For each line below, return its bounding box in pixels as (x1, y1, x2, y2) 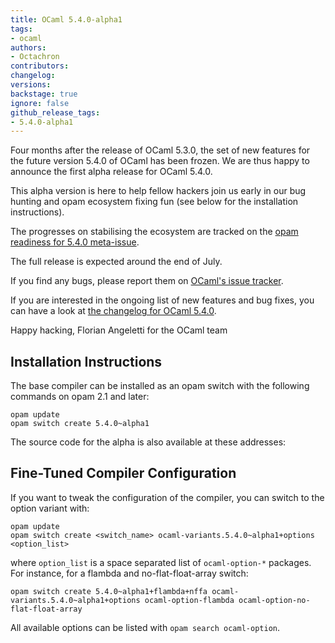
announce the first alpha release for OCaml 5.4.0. (10, 166, 213, 178)
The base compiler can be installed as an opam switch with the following (10, 380, 310, 392)
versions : (10, 80, 52, 90)
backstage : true (10, 89, 78, 99)
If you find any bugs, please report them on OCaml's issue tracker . (10, 275, 284, 287)
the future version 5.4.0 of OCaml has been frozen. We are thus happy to (10, 155, 310, 167)
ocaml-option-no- (238, 595, 311, 605)
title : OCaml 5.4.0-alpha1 (10, 14, 123, 25)
